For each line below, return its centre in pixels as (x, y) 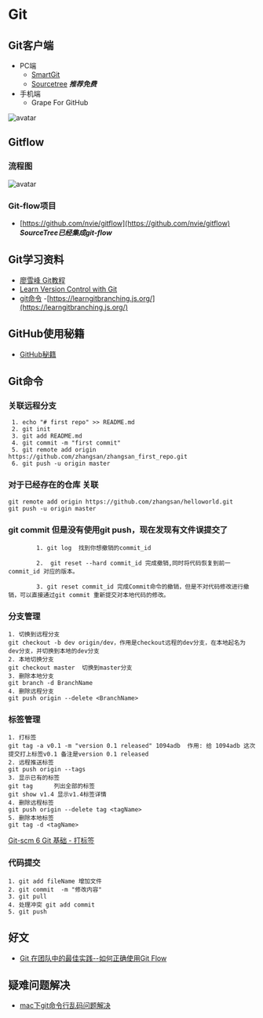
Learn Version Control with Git (68, 289)
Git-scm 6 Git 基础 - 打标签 (51, 840)
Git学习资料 (36, 260)
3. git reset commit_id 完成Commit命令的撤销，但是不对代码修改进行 (140, 587)
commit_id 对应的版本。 (43, 571)
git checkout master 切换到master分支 (70, 668)
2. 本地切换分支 (31, 660)
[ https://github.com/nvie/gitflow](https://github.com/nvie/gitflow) (124, 223)
